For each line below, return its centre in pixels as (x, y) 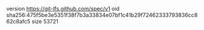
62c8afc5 (18, 21)
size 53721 (45, 21)
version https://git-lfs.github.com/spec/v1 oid (63, 9)
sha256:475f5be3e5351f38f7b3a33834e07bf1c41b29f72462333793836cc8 (102, 15)
